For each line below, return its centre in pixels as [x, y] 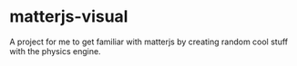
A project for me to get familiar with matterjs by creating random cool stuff [149, 42]
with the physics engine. [56, 51]
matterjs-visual [69, 17]
